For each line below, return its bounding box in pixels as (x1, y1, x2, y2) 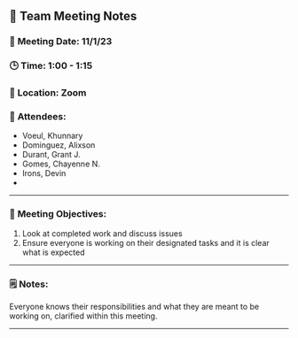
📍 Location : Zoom (9, 87, 87, 99)
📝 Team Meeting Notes (9, 9, 137, 24)
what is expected (21, 247, 86, 257)
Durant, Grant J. (21, 150, 82, 160)
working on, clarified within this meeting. (9, 311, 158, 321)
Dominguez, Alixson (21, 140, 96, 150)
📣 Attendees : (9, 111, 67, 123)
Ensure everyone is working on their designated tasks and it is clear (21, 237, 271, 248)
